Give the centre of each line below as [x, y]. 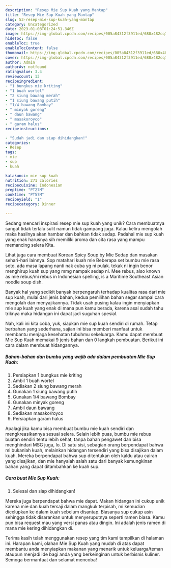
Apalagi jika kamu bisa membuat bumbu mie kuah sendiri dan [69, 428]
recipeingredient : [25, 81]
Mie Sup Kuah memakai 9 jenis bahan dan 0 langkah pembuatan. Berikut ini [84, 340]
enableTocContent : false [32, 48]
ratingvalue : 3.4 [24, 72]
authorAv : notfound [26, 67]
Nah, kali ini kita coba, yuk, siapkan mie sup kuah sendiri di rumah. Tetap [81, 323]
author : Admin [20, 62]
